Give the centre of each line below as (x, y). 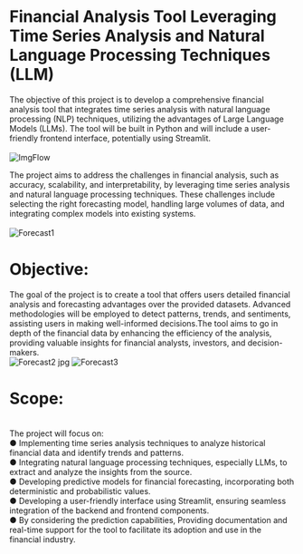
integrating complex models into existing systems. (103, 213)
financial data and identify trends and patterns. (96, 452)
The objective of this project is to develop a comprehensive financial (137, 99)
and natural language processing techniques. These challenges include (142, 194)
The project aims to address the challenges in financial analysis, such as (144, 175)
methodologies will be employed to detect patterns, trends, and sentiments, (150, 314)
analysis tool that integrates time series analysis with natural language (140, 109)
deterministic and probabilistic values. (80, 491)
